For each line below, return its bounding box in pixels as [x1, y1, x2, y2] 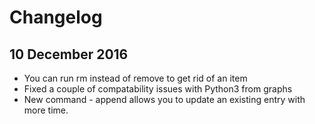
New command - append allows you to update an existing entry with [23, 94, 306, 105]
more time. [23, 104, 69, 116]
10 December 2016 [9, 46, 129, 63]
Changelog [9, 6, 103, 29]
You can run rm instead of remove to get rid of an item [23, 72, 248, 84]
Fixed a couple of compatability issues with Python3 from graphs [23, 83, 293, 95]
